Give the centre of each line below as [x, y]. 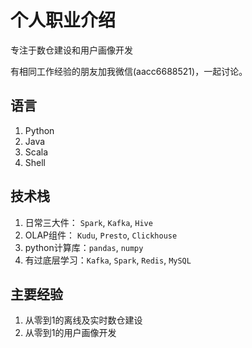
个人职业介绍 [63, 20]
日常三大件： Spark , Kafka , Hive [88, 222]
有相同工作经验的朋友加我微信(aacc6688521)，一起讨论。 [129, 71]
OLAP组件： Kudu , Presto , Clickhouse [101, 235]
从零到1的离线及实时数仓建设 [83, 320]
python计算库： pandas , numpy [84, 247]
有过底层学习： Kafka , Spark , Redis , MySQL [108, 260]
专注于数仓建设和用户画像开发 [71, 50]
